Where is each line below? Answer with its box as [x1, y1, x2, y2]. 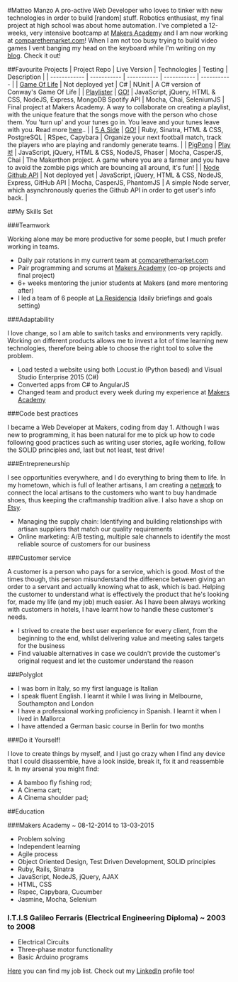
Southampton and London [17, 699, 94, 708]
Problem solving [17, 835, 65, 843]
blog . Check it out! [7, 51, 62, 60]
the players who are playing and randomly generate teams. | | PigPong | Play [7, 141, 231, 149]
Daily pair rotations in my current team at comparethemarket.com [17, 256, 209, 264]
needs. [7, 613, 28, 621]
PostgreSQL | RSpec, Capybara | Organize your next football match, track [7, 133, 222, 141]
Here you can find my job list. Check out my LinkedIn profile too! [7, 966, 195, 976]
